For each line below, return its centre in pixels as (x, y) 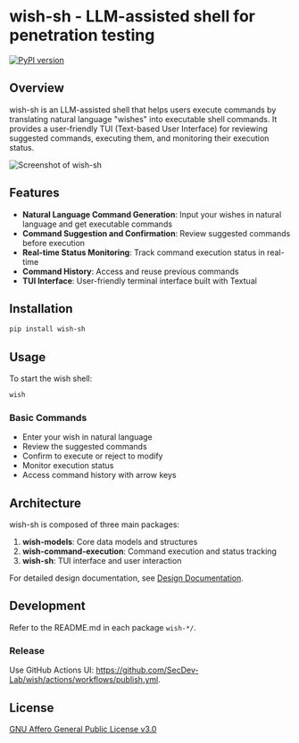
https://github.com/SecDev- (147, 670)
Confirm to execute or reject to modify (92, 456)
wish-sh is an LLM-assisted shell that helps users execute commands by (143, 110)
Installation (41, 308)
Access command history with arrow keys (99, 475)
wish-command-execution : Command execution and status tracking (149, 551)
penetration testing (82, 35)
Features (34, 193)
